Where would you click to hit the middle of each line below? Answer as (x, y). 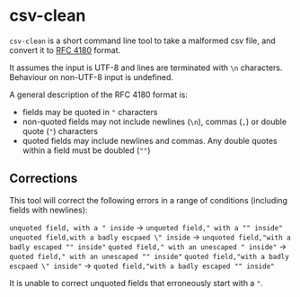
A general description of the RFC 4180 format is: (99, 94)
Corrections (44, 179)
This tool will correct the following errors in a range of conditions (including (148, 200)
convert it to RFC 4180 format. (65, 49)
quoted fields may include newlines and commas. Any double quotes (150, 140)
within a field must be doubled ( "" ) (86, 150)
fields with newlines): (49, 210)
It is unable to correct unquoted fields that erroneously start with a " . (136, 283)
